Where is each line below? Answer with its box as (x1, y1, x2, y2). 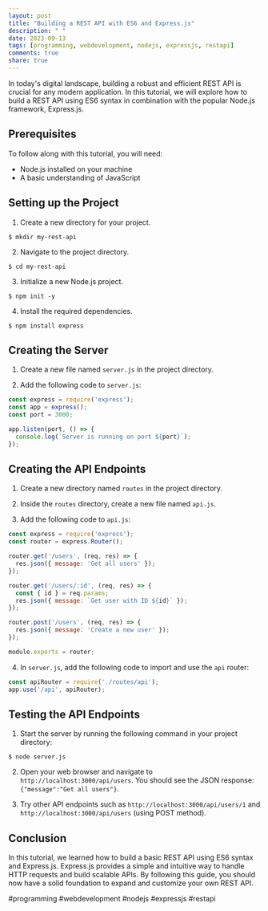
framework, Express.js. (8, 104, 84, 113)
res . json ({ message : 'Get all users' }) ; (15, 559, 156, 567)
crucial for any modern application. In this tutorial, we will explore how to (8, 87, 248, 96)
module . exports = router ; (8, 648, 94, 656)
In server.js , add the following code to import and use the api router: (19, 662, 250, 672)
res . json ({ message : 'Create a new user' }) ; (15, 626, 170, 634)
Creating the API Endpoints (8, 462, 146, 476)
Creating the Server (8, 343, 109, 357)
